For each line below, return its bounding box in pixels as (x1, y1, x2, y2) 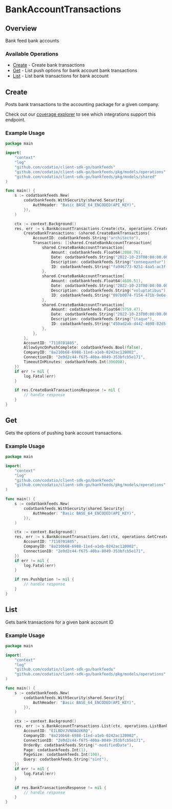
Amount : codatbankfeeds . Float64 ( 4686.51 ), (51, 278, 143, 284)
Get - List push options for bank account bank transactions (12, 68, 137, 74)
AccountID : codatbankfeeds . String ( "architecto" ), (32, 236, 141, 241)
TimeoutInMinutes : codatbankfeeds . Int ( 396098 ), (24, 360, 127, 365)
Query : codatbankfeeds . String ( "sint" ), (24, 757, 109, 762)
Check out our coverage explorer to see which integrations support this (5, 111, 156, 117)
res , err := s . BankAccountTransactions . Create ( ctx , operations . (14, 226, 155, 231)
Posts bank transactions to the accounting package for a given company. (5, 101, 160, 108)
